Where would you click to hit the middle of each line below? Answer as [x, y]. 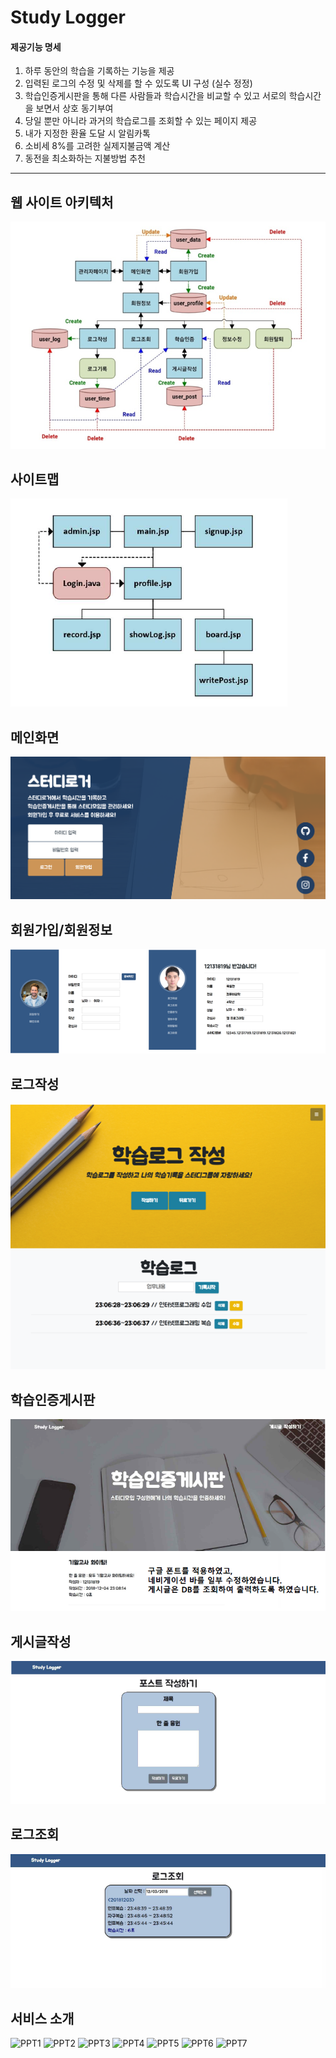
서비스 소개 [42, 2018]
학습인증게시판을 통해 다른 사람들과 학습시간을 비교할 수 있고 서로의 [155, 96]
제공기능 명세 [36, 47]
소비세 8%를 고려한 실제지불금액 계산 [97, 146]
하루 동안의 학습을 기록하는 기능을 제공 [99, 71]
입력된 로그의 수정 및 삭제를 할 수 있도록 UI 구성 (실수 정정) [138, 83]
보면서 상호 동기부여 [74, 108]
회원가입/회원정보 [61, 929]
